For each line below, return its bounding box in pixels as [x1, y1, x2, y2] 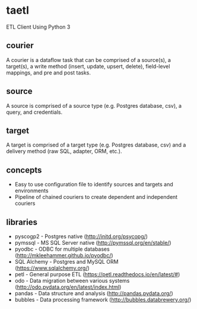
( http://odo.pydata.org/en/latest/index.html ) [14, 283, 122, 291]
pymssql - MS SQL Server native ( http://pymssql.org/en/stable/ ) [14, 239, 171, 246]
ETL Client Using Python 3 [6, 23, 71, 30]
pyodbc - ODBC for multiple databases [14, 245, 110, 252]
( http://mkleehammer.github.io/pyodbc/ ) [14, 252, 114, 259]
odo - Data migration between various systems [14, 277, 130, 284]
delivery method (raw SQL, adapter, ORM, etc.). [6, 148, 122, 155]
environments [14, 187, 49, 194]
